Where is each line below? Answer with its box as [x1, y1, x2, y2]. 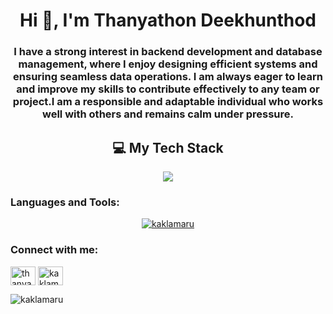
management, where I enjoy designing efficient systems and [18, 57, 318, 71]
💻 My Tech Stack [112, 139, 224, 156]
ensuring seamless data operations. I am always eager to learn [13, 70, 323, 84]
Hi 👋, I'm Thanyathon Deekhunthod [19, 9, 317, 32]
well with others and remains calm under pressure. [41, 107, 295, 121]
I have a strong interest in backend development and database [13, 45, 323, 59]
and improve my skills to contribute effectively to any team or [16, 82, 320, 96]
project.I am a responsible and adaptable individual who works [12, 95, 324, 109]
